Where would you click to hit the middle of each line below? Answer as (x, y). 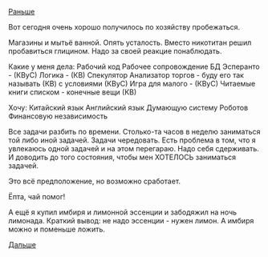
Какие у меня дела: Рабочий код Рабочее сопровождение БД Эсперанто (134, 66)
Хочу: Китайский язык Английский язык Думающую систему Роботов (128, 108)
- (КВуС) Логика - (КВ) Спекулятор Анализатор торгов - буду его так (126, 75)
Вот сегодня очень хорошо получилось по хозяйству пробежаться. (124, 27)
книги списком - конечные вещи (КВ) (73, 92)
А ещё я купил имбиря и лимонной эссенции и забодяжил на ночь (123, 212)
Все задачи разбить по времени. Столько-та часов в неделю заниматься (134, 132)
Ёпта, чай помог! (37, 197)
